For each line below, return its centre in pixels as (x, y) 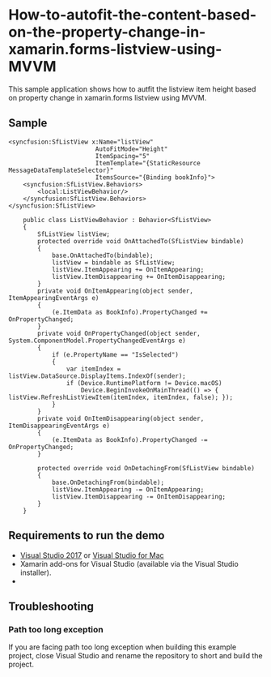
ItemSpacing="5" (123, 156)
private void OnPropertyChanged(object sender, (119, 333)
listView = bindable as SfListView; (113, 262)
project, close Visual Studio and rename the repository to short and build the (135, 656)
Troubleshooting (51, 606)
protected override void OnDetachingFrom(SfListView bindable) (146, 468)
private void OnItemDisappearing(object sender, (121, 418)
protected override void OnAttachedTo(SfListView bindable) (141, 241)
